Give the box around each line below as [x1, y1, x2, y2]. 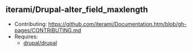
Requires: [14, 32, 38, 40]
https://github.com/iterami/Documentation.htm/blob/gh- [48, 20, 187, 27]
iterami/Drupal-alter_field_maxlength [5, 5, 148, 15]
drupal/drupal [23, 39, 58, 46]
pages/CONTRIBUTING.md [14, 27, 82, 34]
